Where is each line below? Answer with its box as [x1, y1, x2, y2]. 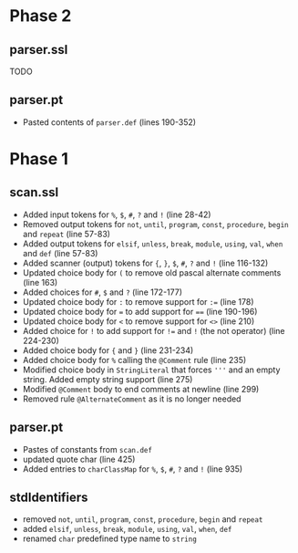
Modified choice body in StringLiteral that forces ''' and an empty [22, 364, 281, 375]
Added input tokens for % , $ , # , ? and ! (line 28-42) [22, 209, 211, 220]
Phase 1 [9, 149, 68, 169]
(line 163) [22, 276, 58, 287]
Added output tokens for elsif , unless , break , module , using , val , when [22, 238, 283, 249]
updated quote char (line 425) [22, 454, 136, 464]
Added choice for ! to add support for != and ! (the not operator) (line [22, 325, 285, 336]
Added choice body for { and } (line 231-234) [22, 344, 194, 356]
